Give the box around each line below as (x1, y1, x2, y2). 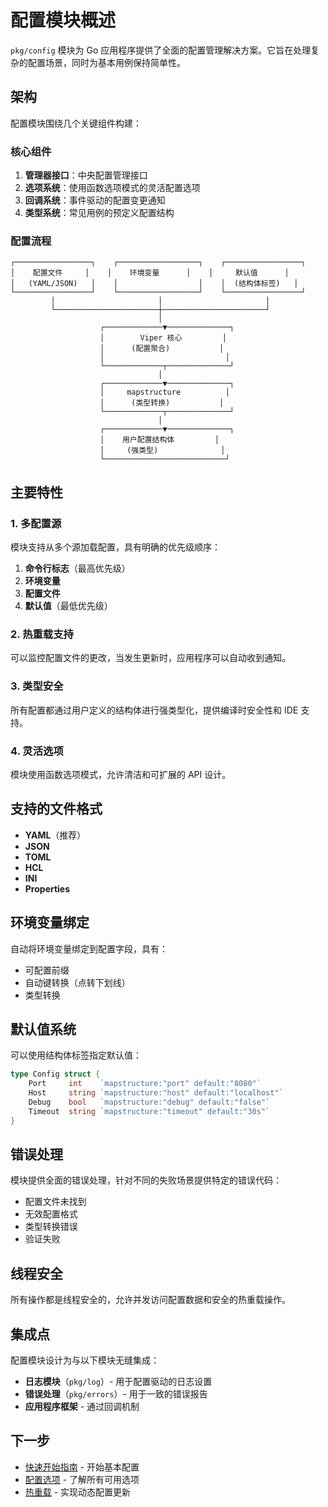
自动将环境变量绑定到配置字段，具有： (10, 942, 168, 955)
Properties (24, 882, 71, 895)
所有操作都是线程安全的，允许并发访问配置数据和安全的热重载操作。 (10, 1294, 291, 1306)
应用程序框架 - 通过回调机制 (24, 1401, 140, 1413)
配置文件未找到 (24, 1196, 87, 1208)
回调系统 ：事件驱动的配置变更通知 (24, 194, 166, 206)
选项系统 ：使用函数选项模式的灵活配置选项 (24, 182, 201, 194)
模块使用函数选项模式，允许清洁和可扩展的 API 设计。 (10, 768, 232, 780)
